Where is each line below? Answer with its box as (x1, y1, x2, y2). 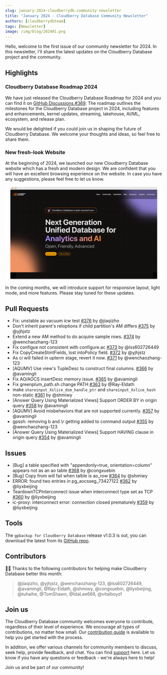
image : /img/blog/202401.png (5, 29, 66, 34)
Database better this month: (5, 571, 63, 577)
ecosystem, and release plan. (5, 116, 66, 122)
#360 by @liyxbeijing (12, 494, 56, 500)
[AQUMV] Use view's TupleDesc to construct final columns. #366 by (12, 365, 154, 371)
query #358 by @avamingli (12, 402, 68, 409)
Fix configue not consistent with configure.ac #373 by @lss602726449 (12, 344, 159, 350)
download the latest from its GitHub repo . (5, 537, 90, 544)
